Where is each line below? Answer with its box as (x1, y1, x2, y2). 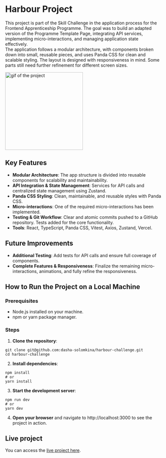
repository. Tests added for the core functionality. (12, 219, 114, 225)
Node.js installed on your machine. (12, 309, 83, 315)
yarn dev (5, 406, 23, 411)
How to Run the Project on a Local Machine (5, 282, 141, 291)
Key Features (5, 159, 47, 167)
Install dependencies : (12, 361, 58, 366)
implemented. (12, 209, 41, 215)
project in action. (12, 420, 47, 426)
